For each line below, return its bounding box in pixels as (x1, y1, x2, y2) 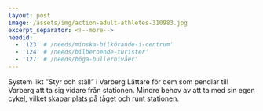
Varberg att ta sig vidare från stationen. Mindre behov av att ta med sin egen (8, 85, 255, 94)
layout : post (8, 11, 51, 20)
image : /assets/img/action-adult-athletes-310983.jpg (8, 19, 188, 27)
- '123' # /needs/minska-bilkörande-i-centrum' (15, 41, 174, 49)
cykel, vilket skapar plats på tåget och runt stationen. (8, 94, 179, 103)
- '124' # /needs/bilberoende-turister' (15, 48, 149, 56)
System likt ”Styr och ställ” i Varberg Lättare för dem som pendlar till (8, 76, 229, 87)
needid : (8, 33, 34, 42)
